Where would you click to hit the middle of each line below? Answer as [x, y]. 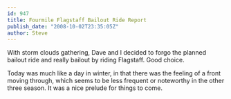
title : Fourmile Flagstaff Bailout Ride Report [77, 20]
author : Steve [28, 33]
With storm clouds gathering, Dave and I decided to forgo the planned [107, 53]
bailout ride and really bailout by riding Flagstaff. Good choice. [96, 60]
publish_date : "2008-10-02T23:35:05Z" [63, 26]
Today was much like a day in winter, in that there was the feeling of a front [114, 73]
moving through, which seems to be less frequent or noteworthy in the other [116, 81]
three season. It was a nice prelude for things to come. [85, 88]
